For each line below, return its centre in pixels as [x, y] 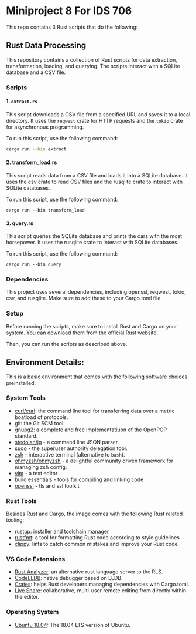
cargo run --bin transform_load [45, 210]
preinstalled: [21, 383]
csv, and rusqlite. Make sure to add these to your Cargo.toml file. [84, 298]
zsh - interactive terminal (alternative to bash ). [70, 454]
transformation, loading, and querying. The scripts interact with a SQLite [93, 66]
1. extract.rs [22, 102]
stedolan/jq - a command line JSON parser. [67, 442]
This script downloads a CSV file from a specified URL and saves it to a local [98, 114]
